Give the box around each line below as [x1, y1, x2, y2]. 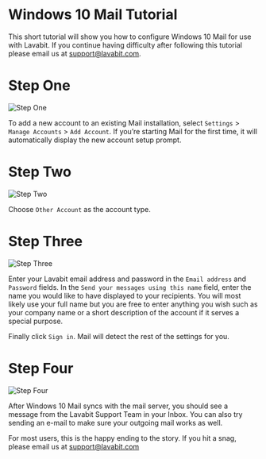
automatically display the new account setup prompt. [8, 135, 182, 145]
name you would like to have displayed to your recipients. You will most [8, 291, 241, 300]
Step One [8, 77, 71, 94]
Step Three [8, 233, 83, 250]
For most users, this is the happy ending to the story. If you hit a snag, [8, 433, 237, 442]
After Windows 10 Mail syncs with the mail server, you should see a [8, 401, 229, 411]
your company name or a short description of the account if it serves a [8, 307, 240, 317]
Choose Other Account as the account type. [8, 204, 151, 214]
